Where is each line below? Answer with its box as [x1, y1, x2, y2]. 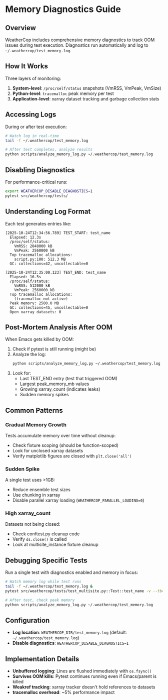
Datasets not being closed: [5, 521, 60, 527]
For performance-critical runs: [5, 179, 67, 185]
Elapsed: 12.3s [9, 235, 41, 240]
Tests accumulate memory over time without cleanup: [5, 432, 116, 438]
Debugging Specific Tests [5, 556, 87, 564]
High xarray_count [5, 510, 51, 517]
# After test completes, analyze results [5, 147, 93, 152]
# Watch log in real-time [5, 133, 59, 139]
